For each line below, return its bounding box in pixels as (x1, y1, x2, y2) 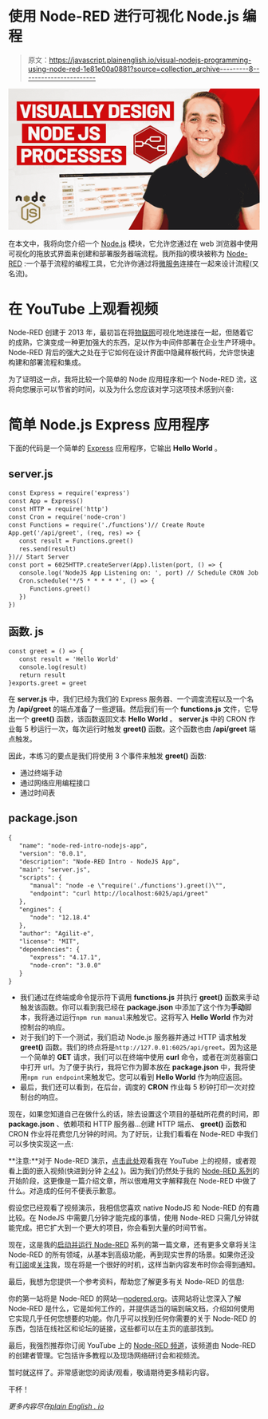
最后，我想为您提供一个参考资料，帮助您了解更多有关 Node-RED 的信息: (8, 1276, 245, 1286)
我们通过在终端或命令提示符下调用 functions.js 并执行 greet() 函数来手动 (19, 992, 260, 1002)
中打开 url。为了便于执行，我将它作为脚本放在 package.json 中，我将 (19, 1062, 249, 1072)
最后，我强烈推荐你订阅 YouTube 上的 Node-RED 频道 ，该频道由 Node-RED (8, 1340, 257, 1350)
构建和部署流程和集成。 (8, 358, 85, 367)
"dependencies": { (18, 945, 81, 954)
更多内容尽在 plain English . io (8, 1401, 104, 1411)
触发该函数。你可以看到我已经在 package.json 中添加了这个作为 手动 (19, 1002, 246, 1012)
